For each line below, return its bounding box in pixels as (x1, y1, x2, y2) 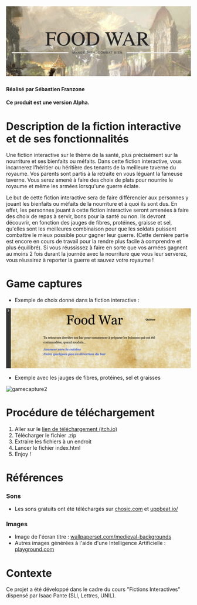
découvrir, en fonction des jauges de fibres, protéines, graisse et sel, (6, 219, 172, 226)
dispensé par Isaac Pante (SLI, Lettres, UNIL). (6, 592, 116, 599)
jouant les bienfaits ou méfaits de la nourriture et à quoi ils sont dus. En (6, 200, 178, 208)
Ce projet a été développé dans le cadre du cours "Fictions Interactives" (6, 586, 181, 593)
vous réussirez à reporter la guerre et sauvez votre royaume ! (6, 256, 154, 264)
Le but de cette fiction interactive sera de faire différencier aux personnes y (6, 194, 189, 201)
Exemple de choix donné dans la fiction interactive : (14, 297, 140, 304)
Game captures (6, 277, 83, 290)
